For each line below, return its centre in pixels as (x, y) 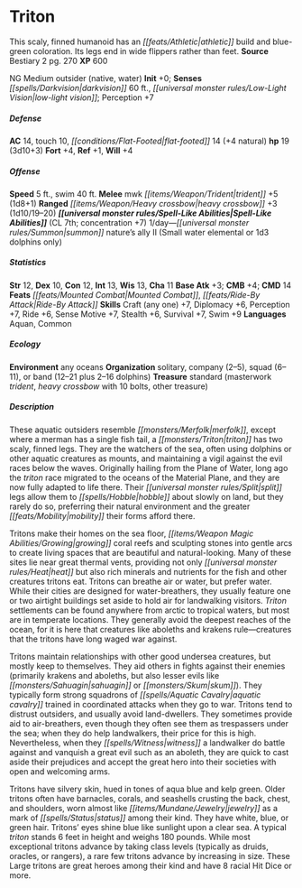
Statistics (28, 263)
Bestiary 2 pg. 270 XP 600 (59, 60)
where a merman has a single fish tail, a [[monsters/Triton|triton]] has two (146, 439)
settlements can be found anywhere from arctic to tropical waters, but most (150, 610)
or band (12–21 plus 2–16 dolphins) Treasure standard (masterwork (147, 376)
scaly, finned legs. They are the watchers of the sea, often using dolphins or (151, 449)
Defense (26, 118)
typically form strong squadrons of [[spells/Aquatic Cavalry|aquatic (135, 694)
